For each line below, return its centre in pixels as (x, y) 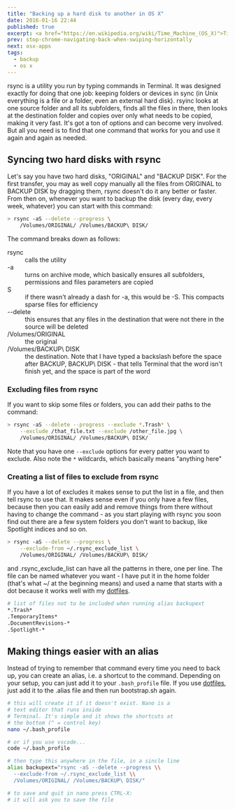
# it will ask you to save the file (60, 800)
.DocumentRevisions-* (39, 623)
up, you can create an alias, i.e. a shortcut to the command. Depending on (114, 676)
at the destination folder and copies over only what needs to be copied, (110, 115)
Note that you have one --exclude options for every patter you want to (108, 451)
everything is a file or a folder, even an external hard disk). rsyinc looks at (113, 100)
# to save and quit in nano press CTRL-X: (70, 793)
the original (41, 342)
